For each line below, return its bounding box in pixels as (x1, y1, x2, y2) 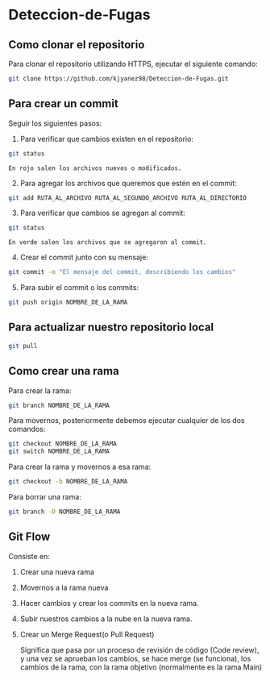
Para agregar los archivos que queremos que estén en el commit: (19, 178, 238, 188)
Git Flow (8, 530, 51, 544)
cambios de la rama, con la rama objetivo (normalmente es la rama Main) (19, 662, 263, 672)
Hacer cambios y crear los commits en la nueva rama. (19, 598, 199, 607)
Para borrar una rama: (8, 492, 82, 502)
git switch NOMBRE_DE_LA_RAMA (8, 447, 110, 456)
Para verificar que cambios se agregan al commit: (19, 208, 185, 218)
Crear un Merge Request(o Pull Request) (19, 629, 155, 639)
